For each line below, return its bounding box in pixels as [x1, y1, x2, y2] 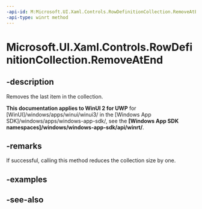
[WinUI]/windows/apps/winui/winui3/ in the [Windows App [6, 111, 151, 118]
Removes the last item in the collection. [6, 92, 103, 100]
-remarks [6, 141, 42, 151]
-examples [6, 174, 47, 184]
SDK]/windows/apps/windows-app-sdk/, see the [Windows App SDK [6, 117, 179, 124]
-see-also [6, 195, 44, 205]
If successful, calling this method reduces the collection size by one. [6, 157, 176, 164]
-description [6, 77, 54, 87]
